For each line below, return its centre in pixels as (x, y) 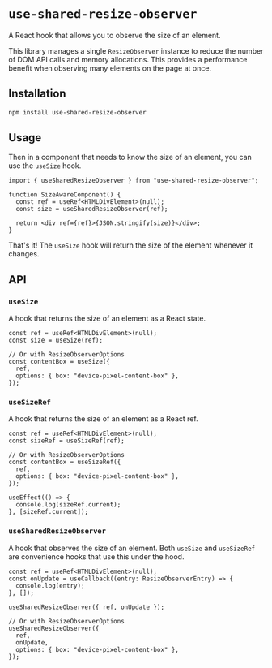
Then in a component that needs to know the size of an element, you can (130, 157)
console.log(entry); (50, 586)
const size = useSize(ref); (56, 340)
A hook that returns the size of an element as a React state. (107, 318)
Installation (37, 94)
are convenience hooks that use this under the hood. (96, 556)
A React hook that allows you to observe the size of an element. (115, 35)
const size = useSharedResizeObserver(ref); (92, 209)
